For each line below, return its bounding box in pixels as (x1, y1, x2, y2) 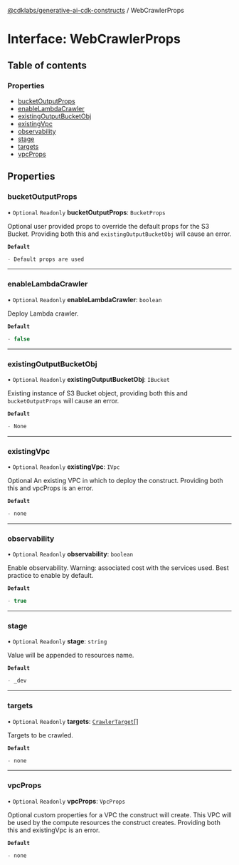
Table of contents (7, 59, 87, 71)
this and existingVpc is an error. (7, 826, 100, 834)
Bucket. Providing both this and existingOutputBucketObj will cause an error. (7, 229, 232, 238)
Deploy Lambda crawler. (7, 309, 79, 318)
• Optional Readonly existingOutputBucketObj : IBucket (7, 375, 170, 383)
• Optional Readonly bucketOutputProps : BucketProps (7, 208, 166, 217)
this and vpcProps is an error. (7, 484, 94, 492)
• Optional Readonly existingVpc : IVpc (7, 462, 120, 471)
